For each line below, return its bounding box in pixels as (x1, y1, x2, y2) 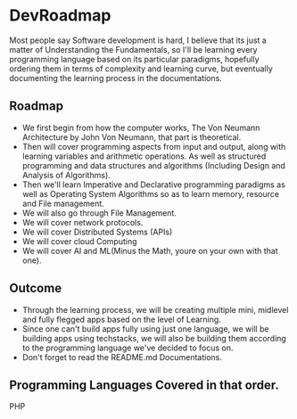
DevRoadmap (9, 5, 111, 26)
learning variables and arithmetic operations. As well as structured (21, 151, 267, 161)
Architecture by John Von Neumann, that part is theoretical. (21, 131, 242, 143)
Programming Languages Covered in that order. (9, 377, 279, 392)
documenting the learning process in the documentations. (9, 72, 223, 83)
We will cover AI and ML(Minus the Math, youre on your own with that (21, 245, 278, 256)
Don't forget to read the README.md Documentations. (21, 351, 223, 362)
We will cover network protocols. (21, 217, 144, 227)
